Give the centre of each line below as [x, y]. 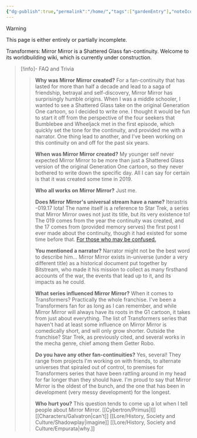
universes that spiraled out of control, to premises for [99, 367]
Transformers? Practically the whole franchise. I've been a [106, 299]
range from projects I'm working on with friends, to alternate [108, 361]
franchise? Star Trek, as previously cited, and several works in [110, 337]
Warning [16, 28]
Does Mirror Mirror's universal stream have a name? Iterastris [111, 202]
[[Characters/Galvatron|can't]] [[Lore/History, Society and [105, 416]
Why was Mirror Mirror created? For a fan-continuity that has [110, 80]
